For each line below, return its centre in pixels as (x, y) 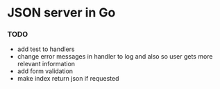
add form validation (45, 71)
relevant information (46, 64)
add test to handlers (46, 49)
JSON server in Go (61, 13)
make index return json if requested (68, 79)
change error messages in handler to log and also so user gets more (115, 57)
